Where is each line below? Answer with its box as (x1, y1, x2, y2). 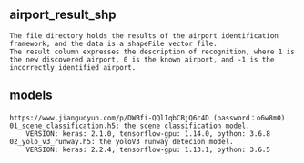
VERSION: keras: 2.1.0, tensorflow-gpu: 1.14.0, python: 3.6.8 (25, 129, 271, 139)
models (9, 88, 53, 103)
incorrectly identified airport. (9, 62, 137, 72)
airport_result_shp (9, 7, 117, 23)
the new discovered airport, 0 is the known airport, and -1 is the (9, 54, 275, 64)
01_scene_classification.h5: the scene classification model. (9, 121, 250, 130)
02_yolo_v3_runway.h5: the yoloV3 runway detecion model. (9, 137, 234, 146)
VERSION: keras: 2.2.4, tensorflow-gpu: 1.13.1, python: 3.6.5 (25, 145, 271, 154)
